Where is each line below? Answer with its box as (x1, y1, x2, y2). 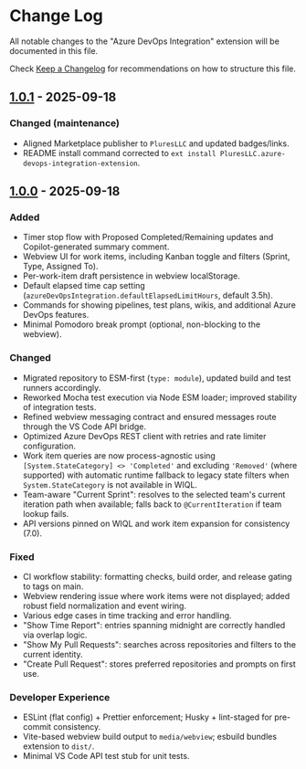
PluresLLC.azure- (219, 149, 286, 158)
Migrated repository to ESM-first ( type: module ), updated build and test (22, 372, 291, 384)
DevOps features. (22, 310, 90, 321)
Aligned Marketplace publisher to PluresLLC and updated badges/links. (22, 138, 290, 149)
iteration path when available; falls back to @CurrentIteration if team (22, 499, 282, 510)
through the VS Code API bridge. (22, 421, 147, 432)
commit (22, 722, 52, 732)
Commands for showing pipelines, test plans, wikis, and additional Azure (22, 300, 297, 311)
